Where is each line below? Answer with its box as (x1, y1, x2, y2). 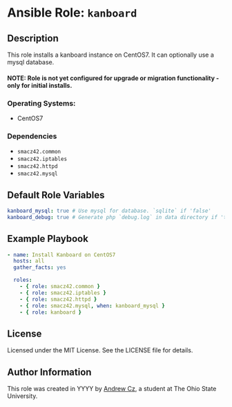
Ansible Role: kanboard (7, 5, 137, 21)
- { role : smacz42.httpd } (19, 296, 97, 303)
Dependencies (7, 131, 57, 141)
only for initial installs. (7, 81, 72, 89)
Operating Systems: (7, 98, 76, 108)
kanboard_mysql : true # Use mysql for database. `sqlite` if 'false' (7, 207, 212, 214)
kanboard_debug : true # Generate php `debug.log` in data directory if (7, 214, 217, 220)
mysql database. (7, 58, 55, 66)
